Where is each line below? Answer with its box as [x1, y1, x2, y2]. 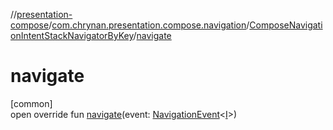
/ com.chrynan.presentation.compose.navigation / [48, 19, 250, 31]
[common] [10, 97, 53, 109]
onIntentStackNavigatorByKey [10, 30, 134, 41]
